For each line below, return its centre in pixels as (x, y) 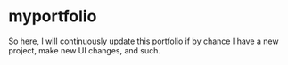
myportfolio (53, 16)
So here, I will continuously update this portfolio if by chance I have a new (144, 41)
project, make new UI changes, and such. (85, 50)
